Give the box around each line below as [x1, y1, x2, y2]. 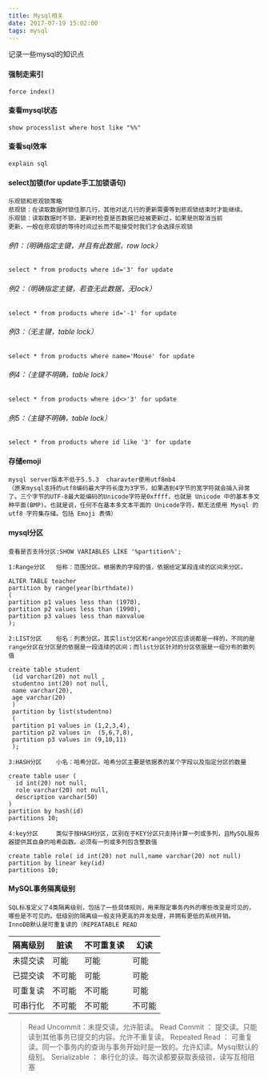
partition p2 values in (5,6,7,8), [11, 729, 134, 737]
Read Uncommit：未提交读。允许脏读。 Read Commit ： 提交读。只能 [27, 1021, 258, 1032]
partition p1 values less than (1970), [8, 597, 142, 606]
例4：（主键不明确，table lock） [8, 370, 112, 380]
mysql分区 [8, 528, 44, 537]
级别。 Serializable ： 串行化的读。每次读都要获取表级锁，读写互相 [27, 1052, 248, 1061]
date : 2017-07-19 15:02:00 [8, 19, 98, 27]
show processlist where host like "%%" [8, 123, 142, 132]
